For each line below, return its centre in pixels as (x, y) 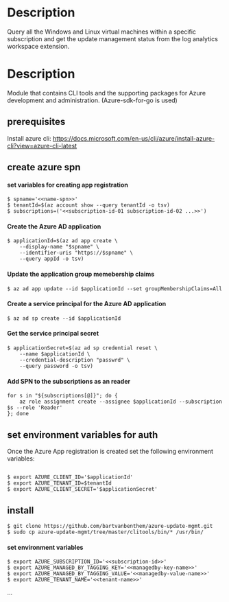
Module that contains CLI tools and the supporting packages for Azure (107, 93)
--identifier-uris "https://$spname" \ (76, 253)
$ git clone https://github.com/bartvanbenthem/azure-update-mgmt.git (110, 526)
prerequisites (36, 122)
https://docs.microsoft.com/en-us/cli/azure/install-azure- (134, 138)
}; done (18, 414)
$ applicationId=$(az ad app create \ (62, 241)
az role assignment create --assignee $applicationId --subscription (121, 402)
